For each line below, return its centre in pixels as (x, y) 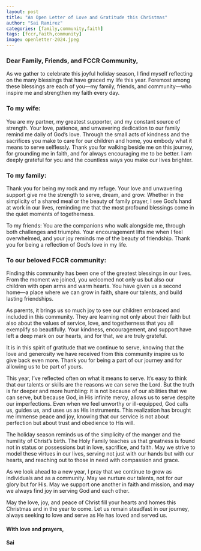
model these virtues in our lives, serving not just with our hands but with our (100, 454)
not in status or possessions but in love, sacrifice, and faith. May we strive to (101, 447)
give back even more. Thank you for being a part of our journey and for (94, 360)
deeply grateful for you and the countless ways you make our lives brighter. (100, 160)
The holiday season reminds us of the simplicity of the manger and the (94, 435)
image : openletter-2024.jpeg (43, 40)
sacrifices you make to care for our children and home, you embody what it (99, 140)
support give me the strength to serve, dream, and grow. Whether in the (95, 194)
